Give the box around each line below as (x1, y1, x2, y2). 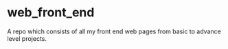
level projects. (7, 34, 47, 42)
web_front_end (7, 5, 95, 20)
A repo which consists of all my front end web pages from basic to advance (7, 27, 221, 35)
